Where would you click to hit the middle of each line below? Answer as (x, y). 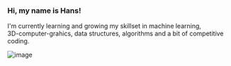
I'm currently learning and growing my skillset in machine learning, (105, 26)
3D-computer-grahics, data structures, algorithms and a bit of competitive (116, 33)
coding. (18, 41)
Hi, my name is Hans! (44, 11)
